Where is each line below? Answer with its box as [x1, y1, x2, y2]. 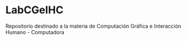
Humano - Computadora [5, 28, 65, 35]
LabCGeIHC [5, 3, 64, 17]
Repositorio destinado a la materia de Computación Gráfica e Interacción [5, 23, 182, 29]
